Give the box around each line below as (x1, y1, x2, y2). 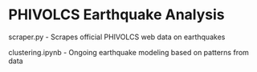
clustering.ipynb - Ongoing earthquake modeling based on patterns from (8, 47, 249, 57)
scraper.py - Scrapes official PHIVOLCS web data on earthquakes (8, 32, 226, 42)
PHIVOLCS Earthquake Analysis (8, 6, 225, 24)
